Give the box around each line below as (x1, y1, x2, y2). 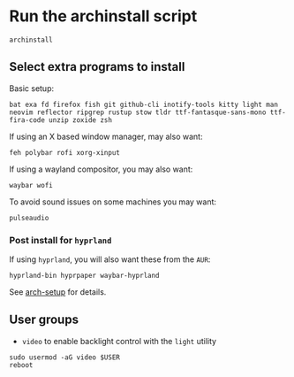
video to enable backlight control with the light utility (21, 335, 217, 346)
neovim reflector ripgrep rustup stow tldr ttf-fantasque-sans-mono (9, 108, 267, 117)
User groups (9, 312, 79, 327)
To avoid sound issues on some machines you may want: (9, 196, 217, 207)
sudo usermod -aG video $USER (9, 352, 121, 362)
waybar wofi (9, 181, 53, 189)
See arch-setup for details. (9, 287, 107, 297)
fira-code (9, 115, 46, 125)
